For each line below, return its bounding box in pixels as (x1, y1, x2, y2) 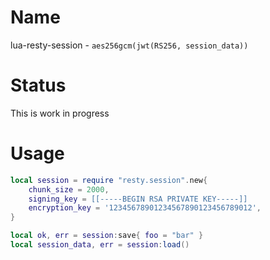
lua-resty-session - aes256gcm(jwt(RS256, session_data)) (10, 39, 249, 51)
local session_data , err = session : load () (10, 240, 190, 250)
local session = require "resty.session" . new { (10, 175, 208, 185)
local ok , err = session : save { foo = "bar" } (10, 231, 204, 241)
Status (10, 74, 67, 97)
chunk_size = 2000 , (28, 184, 110, 195)
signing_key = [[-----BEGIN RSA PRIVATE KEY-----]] (28, 194, 248, 204)
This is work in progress (10, 107, 110, 119)
